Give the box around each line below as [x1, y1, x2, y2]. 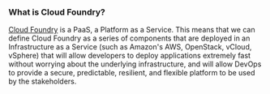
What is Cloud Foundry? [8, 6, 105, 18]
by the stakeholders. [8, 76, 77, 87]
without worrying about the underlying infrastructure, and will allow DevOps [8, 59, 262, 69]
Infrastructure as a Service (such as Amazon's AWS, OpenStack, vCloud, [8, 42, 252, 52]
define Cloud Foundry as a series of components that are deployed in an [8, 33, 251, 43]
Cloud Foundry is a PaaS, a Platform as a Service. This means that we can [8, 25, 255, 35]
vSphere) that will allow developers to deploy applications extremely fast [8, 51, 251, 61]
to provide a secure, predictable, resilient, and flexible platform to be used [8, 68, 255, 78]
